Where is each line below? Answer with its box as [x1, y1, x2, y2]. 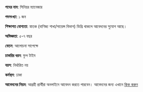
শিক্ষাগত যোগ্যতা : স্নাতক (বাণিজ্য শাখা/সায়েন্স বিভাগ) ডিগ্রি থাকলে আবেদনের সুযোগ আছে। [5, 24, 127, 29]
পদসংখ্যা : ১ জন [5, 14, 26, 19]
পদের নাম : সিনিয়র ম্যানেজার [5, 4, 43, 10]
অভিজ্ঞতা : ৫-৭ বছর [5, 33, 32, 39]
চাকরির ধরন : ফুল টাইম [5, 53, 36, 58]
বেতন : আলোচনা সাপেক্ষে [5, 43, 39, 48]
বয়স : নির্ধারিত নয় [5, 62, 29, 68]
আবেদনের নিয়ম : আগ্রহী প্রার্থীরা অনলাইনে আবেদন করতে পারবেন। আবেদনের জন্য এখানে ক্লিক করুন [5, 82, 138, 87]
